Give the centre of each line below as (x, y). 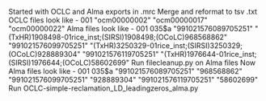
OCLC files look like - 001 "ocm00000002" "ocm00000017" (108, 20)
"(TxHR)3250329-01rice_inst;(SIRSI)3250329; (166, 46)
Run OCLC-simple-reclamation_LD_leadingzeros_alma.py (103, 88)
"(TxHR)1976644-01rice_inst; (209, 54)
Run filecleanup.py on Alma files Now (193, 63)
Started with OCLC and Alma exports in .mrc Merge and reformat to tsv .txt (133, 12)
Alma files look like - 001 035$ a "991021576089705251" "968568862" (125, 71)
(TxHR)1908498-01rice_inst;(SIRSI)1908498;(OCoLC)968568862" (118, 37)
